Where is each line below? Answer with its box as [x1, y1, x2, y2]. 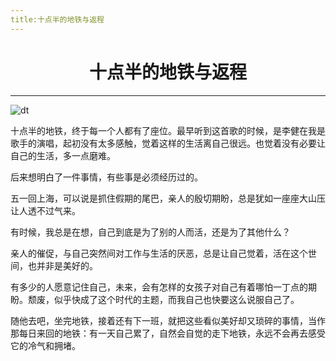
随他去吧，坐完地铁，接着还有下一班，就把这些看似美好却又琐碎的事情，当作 [10, 314, 326, 326]
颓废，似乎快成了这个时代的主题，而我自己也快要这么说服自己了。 [27, 293, 300, 305]
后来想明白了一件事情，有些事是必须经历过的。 [10, 171, 203, 183]
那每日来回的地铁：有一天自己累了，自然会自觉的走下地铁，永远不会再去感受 [10, 327, 326, 339]
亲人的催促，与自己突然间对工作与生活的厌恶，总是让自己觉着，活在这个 [10, 247, 308, 259]
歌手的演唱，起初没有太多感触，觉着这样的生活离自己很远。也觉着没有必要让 [10, 137, 326, 149]
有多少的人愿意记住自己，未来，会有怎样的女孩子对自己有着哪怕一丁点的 [10, 281, 308, 293]
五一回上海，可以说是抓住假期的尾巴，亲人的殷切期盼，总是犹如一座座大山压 [10, 192, 326, 204]
